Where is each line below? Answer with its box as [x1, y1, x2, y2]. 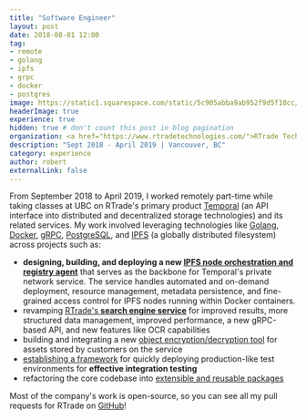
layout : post [9, 22, 59, 31]
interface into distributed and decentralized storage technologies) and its [9, 210, 284, 221]
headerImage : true [9, 107, 79, 116]
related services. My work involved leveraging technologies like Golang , [9, 220, 280, 230]
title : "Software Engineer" [9, 13, 117, 23]
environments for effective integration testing [22, 364, 198, 374]
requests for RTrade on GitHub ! [9, 400, 127, 411]
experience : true [9, 115, 76, 124]
